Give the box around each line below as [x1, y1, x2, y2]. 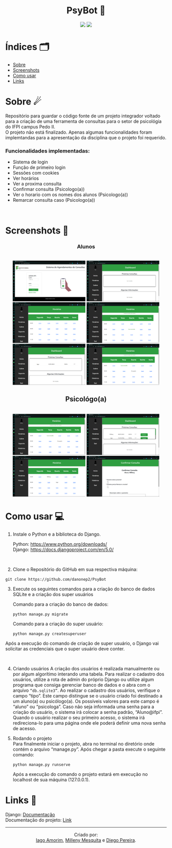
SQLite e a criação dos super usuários [12, 591, 94, 598]
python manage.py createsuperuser [12, 631, 87, 637]
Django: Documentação [5, 812, 55, 817]
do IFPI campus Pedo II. [5, 123, 55, 130]
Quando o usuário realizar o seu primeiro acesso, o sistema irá [12, 714, 145, 721]
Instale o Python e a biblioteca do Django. [12, 531, 101, 537]
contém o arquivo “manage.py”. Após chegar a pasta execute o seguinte [12, 746, 166, 752]
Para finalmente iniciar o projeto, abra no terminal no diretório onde [12, 741, 155, 747]
